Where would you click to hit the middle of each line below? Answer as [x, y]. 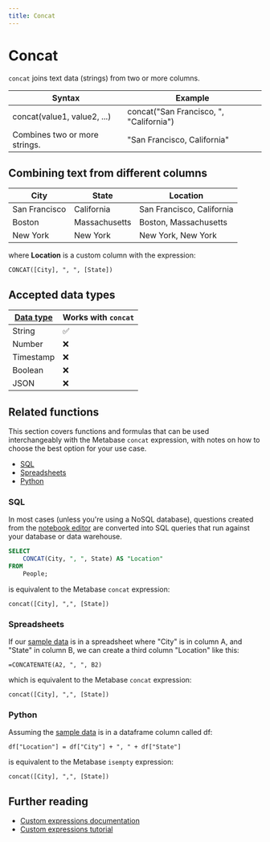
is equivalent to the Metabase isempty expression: [91, 762]
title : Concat [32, 16]
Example [192, 97]
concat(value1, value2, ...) [62, 116]
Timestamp [34, 357]
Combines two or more [55, 134]
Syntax [66, 97]
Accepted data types [62, 295]
